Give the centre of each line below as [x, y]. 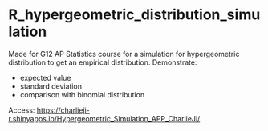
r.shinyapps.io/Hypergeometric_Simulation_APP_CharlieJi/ [104, 118]
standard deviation [51, 86]
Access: [22, 110]
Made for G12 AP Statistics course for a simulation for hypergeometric [124, 54]
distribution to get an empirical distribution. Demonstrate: [103, 62]
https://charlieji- [63, 110]
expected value [45, 77]
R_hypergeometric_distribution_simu [134, 15]
